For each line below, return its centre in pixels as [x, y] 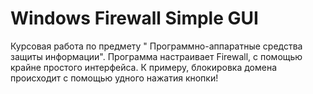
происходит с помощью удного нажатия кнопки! [114, 78]
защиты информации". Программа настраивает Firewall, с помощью [156, 56]
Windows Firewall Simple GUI [134, 18]
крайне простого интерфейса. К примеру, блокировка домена [144, 67]
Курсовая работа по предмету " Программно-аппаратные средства [156, 46]
